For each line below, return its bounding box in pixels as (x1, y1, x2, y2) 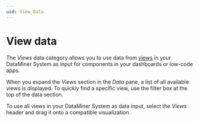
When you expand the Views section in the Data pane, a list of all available (6, 78, 189, 85)
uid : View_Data (6, 8, 44, 15)
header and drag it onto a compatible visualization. (6, 108, 131, 116)
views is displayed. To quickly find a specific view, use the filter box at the (6, 85, 188, 92)
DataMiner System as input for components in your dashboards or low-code (6, 60, 194, 67)
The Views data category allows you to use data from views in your (6, 54, 171, 61)
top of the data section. (6, 90, 64, 98)
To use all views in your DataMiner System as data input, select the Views (6, 102, 187, 110)
